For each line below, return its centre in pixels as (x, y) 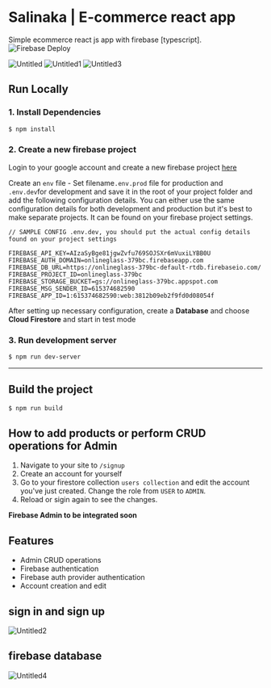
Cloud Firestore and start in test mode (72, 319)
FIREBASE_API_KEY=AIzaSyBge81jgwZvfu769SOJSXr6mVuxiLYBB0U (110, 253)
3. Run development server (63, 340)
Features (31, 541)
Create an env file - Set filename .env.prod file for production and (116, 182)
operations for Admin (63, 446)
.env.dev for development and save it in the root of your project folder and (130, 191)
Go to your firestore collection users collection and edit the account (135, 482)
